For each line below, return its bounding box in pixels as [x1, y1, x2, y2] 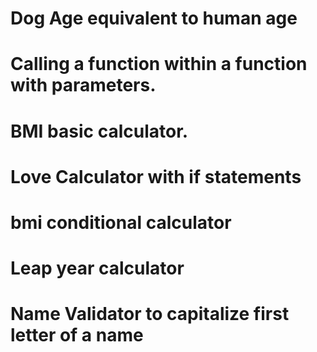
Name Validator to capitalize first [10, 303, 290, 326]
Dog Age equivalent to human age [10, 7, 298, 30]
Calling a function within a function [10, 53, 308, 76]
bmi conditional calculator [10, 211, 232, 234]
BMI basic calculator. [10, 120, 189, 142]
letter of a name [10, 324, 144, 347]
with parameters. [10, 74, 157, 97]
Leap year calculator [10, 257, 185, 280]
